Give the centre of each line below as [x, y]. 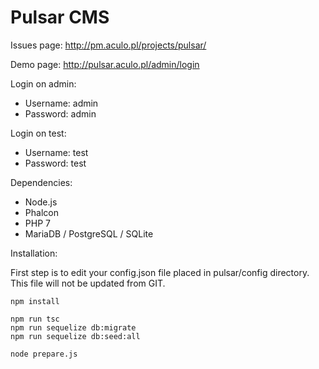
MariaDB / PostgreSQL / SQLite [89, 233]
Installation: [34, 253]
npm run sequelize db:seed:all [75, 336]
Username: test [56, 152]
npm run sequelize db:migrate [73, 327]
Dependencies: [41, 182]
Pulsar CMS [60, 17]
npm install [35, 301]
